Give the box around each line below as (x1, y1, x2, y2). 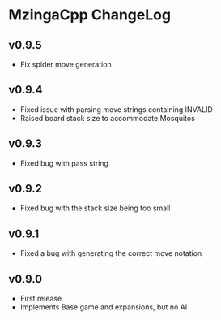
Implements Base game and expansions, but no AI (19, 302, 188, 312)
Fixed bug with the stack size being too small (19, 203, 171, 213)
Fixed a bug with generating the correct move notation (19, 249, 202, 258)
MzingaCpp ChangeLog (8, 6, 172, 24)
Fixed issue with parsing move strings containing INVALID (19, 104, 213, 115)
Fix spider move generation (19, 59, 112, 69)
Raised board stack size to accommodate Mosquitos (19, 113, 196, 123)
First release (19, 294, 62, 304)
